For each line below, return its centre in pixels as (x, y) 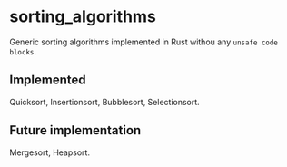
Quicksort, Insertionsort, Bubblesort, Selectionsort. (104, 102)
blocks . (23, 51)
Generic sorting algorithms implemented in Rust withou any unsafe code (144, 42)
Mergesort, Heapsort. (50, 152)
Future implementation (75, 130)
